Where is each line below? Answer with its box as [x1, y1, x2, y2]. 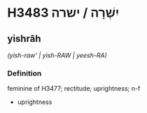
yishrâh [7, 33, 41, 45]
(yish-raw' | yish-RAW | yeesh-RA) [7, 51, 107, 59]
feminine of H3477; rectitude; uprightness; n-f [7, 84, 141, 93]
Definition [7, 68, 42, 78]
